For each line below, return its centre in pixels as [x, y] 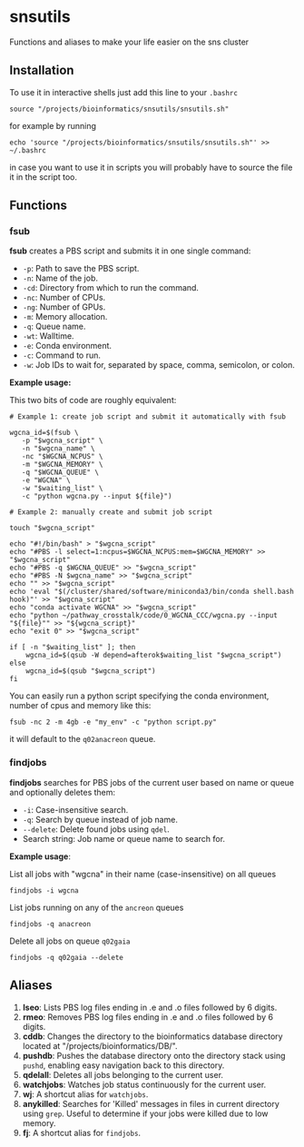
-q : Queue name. [54, 326]
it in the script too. [44, 177]
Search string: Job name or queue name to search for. [123, 838]
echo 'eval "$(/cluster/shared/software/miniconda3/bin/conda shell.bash [152, 592]
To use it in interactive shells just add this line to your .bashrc [124, 92]
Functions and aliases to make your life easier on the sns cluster [129, 42]
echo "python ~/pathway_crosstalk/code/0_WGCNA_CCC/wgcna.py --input [144, 616]
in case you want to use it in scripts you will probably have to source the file [151, 167]
